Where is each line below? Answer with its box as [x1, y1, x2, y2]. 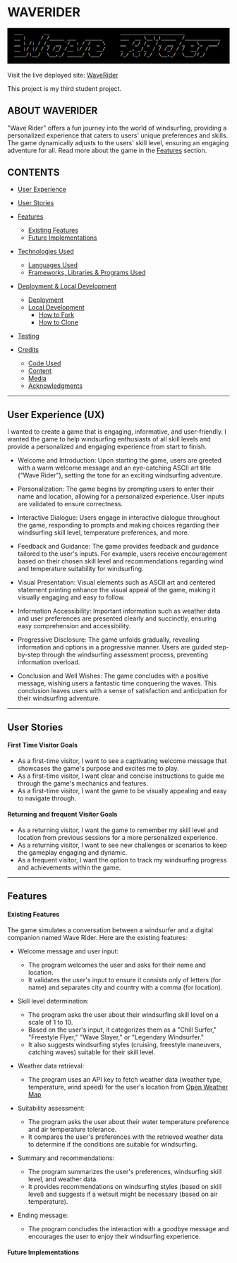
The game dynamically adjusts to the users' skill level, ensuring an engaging [7, 138, 229, 147]
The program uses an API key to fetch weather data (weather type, [28, 1075, 222, 1083]
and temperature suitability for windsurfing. [17, 565, 144, 573]
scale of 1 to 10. [28, 1018, 73, 1026]
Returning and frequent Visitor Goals [7, 810, 118, 819]
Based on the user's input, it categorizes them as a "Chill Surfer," [28, 1025, 217, 1034]
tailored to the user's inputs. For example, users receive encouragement [17, 549, 228, 558]
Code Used [28, 359, 61, 367]
